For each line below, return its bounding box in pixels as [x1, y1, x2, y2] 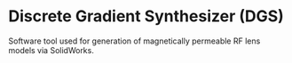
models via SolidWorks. [8, 44, 94, 55]
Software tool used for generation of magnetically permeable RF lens [8, 35, 261, 46]
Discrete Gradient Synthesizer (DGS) [8, 6, 285, 27]
